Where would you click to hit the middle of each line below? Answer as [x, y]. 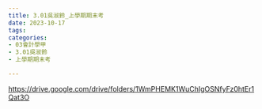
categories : [28, 38]
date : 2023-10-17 [37, 23]
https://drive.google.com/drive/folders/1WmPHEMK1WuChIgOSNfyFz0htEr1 [131, 88]
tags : [17, 30]
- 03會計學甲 [27, 45]
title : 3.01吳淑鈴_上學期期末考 [56, 15]
